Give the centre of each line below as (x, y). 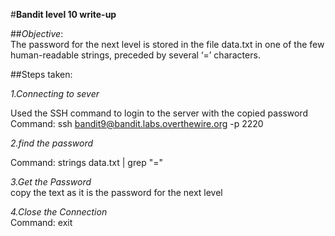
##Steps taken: (41, 74)
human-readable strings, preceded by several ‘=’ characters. (135, 55)
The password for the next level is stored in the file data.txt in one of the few (167, 44)
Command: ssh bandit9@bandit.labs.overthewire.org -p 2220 (137, 123)
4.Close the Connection (59, 212)
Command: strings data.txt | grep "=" (86, 162)
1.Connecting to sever (55, 93)
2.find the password (52, 143)
